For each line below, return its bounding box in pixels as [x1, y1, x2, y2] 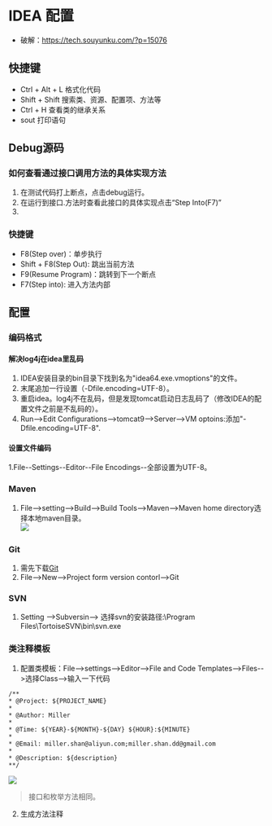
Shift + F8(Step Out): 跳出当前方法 [19, 259, 135, 269]
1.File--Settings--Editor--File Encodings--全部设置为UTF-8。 [8, 463, 212, 472]
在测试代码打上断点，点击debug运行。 [19, 187, 149, 197]
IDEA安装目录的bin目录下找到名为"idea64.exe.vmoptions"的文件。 [19, 373, 242, 383]
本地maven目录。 [27, 513, 86, 523]
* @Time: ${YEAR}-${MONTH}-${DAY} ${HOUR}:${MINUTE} [8, 725, 191, 733]
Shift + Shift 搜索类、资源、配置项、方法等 [19, 94, 162, 104]
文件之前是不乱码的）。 [27, 404, 103, 414]
